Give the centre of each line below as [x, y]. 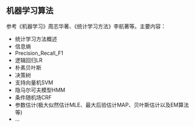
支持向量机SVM [34, 82]
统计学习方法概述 [36, 39]
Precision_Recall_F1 [39, 53]
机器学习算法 [30, 11]
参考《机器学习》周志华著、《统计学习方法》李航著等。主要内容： [86, 26]
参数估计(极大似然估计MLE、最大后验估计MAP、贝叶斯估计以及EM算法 [102, 105]
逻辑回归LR [29, 60]
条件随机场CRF [33, 97]
